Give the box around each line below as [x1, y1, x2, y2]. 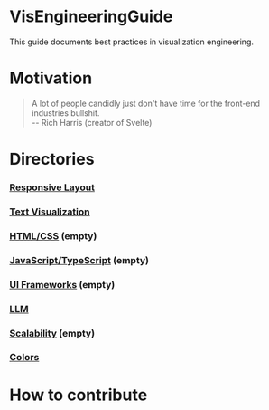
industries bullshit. [31, 107, 100, 119]
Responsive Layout [9, 181, 95, 194]
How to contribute [9, 385, 148, 405]
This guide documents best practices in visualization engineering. [9, 36, 255, 47]
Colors [9, 351, 40, 364]
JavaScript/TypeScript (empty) [9, 253, 150, 266]
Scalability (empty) [9, 327, 96, 339]
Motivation [9, 68, 93, 89]
